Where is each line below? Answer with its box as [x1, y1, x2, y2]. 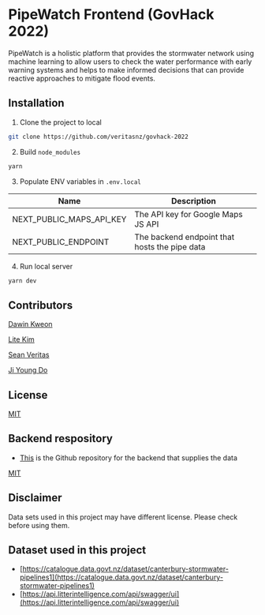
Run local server [19, 261, 73, 271]
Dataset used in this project [8, 543, 147, 557]
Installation [8, 96, 65, 110]
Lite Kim [8, 335, 35, 344]
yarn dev [8, 276, 37, 285]
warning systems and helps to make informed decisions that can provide [8, 65, 244, 74]
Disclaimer [8, 491, 62, 504]
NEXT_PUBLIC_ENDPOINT [12, 236, 110, 247]
